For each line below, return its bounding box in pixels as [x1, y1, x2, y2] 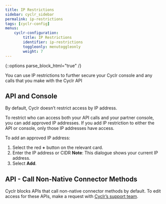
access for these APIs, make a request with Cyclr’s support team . [5, 194, 139, 200]
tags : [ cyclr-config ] [5, 21, 50, 26]
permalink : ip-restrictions [5, 16, 63, 21]
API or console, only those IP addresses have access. [5, 125, 115, 131]
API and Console [5, 92, 57, 100]
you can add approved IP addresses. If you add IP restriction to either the [5, 120, 155, 126]
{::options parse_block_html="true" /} [5, 63, 82, 69]
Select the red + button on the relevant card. [12, 145, 103, 151]
